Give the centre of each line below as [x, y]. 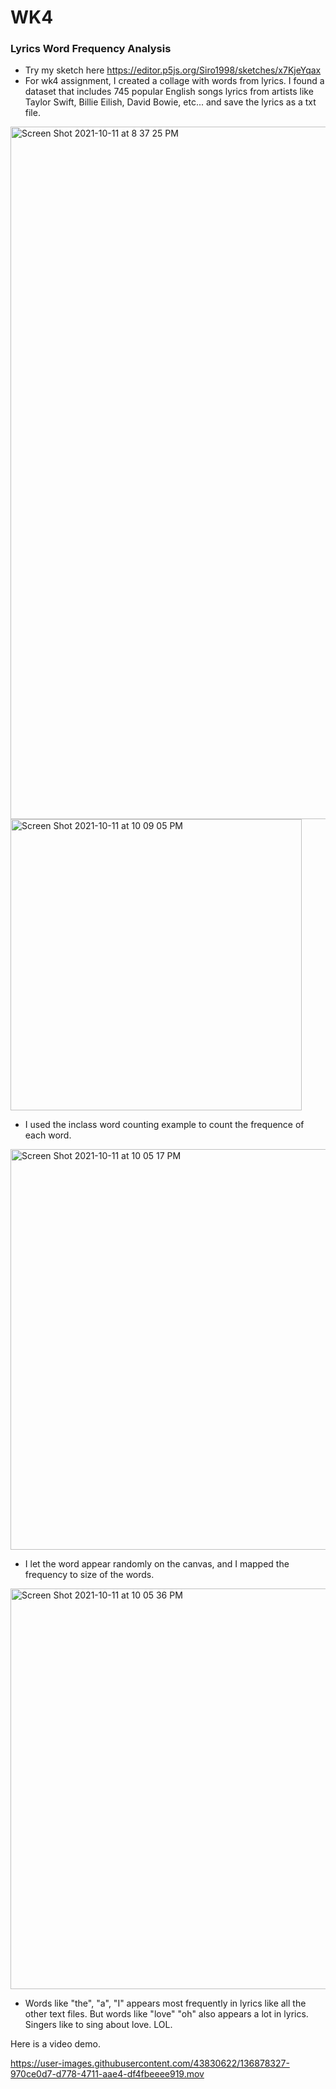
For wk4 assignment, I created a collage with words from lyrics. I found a [174, 81]
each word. [48, 1135]
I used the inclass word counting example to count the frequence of [164, 1125]
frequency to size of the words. [89, 1575]
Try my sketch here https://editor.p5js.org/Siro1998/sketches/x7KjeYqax [173, 70]
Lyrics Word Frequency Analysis [91, 49]
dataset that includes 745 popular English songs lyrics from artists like [169, 92]
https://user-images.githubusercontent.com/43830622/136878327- [150, 2063]
